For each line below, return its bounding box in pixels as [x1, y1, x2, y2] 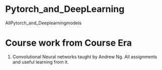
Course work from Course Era [5, 37, 132, 49]
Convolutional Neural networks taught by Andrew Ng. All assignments [12, 54, 157, 60]
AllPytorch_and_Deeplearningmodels [5, 20, 82, 26]
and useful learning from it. [12, 59, 69, 65]
